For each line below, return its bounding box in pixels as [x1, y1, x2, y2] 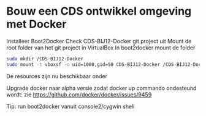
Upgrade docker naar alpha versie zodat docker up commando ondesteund [6, 84, 197, 92]
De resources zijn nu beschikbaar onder [6, 72, 107, 80]
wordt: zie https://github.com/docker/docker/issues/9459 [6, 90, 152, 98]
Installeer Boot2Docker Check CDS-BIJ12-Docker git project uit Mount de [6, 37, 192, 45]
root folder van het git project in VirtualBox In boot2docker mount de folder [6, 44, 196, 51]
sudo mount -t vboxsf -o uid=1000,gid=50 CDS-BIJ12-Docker [6, 61, 161, 68]
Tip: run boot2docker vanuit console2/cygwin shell [6, 103, 135, 110]
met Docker [6, 17, 67, 31]
